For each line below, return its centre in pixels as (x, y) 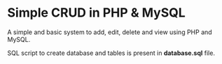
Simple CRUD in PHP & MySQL (96, 13)
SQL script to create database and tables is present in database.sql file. (111, 53)
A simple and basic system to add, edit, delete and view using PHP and (110, 32)
